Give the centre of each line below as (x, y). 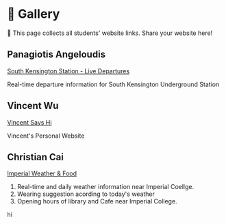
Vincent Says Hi (29, 122)
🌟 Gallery (34, 14)
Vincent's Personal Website (46, 136)
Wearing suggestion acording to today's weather (86, 194)
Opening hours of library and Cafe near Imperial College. (97, 201)
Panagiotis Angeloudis (56, 54)
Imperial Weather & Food (42, 173)
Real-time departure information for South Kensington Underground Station (113, 84)
